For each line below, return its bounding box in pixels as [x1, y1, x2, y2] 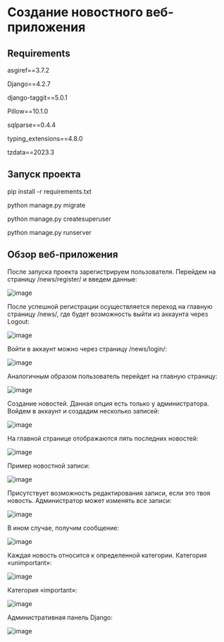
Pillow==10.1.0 [7, 107, 49, 115]
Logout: [7, 317, 30, 325]
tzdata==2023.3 [7, 148, 55, 156]
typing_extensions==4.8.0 [7, 135, 83, 143]
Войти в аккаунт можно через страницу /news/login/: [7, 344, 168, 353]
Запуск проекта [7, 169, 81, 181]
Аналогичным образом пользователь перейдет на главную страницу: [7, 372, 218, 380]
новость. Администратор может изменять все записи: [7, 496, 172, 504]
